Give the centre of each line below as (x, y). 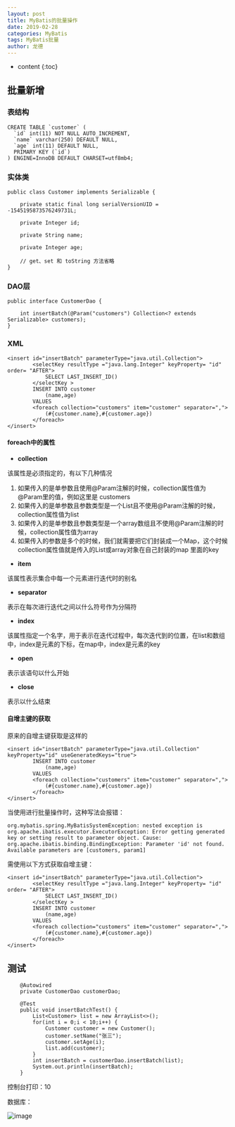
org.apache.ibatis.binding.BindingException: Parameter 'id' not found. (116, 844)
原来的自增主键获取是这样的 (47, 736)
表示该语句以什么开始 (38, 672)
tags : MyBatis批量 (33, 40)
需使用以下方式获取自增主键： (50, 864)
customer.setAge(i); (75, 1042)
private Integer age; (51, 247)
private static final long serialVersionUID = (89, 204)
